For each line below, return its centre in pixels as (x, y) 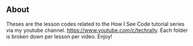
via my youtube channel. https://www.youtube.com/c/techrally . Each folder (97, 30)
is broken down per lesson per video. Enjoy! (59, 36)
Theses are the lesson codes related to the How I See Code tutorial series (95, 24)
